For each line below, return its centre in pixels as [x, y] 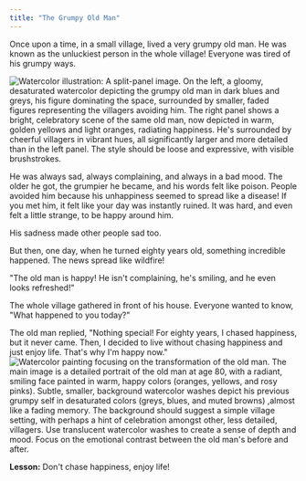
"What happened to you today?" [70, 315]
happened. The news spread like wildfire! [87, 260]
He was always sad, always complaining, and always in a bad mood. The [146, 176]
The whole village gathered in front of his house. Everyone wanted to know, [152, 305]
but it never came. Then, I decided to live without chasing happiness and [146, 342]
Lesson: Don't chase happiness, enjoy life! [90, 466]
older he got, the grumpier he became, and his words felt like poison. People [153, 186]
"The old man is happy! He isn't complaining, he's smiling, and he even [143, 277]
